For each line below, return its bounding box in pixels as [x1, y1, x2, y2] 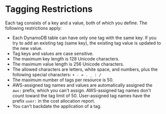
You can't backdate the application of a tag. [12, 103, 102, 109]
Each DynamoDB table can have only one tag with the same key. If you [12, 35, 157, 41]
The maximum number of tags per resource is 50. [12, 77, 114, 83]
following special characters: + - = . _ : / [12, 71, 102, 77]
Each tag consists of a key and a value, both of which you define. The [5, 20, 148, 26]
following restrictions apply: [5, 25, 62, 31]
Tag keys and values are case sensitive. [12, 51, 94, 57]
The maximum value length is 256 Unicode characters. [12, 61, 124, 67]
